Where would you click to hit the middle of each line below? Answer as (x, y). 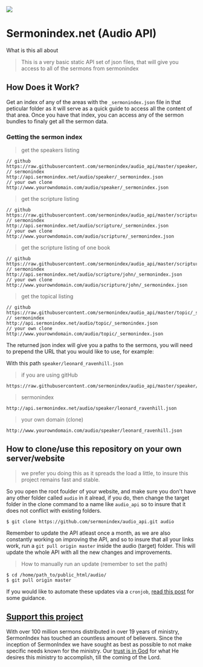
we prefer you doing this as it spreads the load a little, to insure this (105, 473)
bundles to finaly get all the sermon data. (57, 121)
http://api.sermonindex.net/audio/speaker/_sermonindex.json (85, 177)
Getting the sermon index (44, 137)
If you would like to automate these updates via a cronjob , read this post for (100, 591)
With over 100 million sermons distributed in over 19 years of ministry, (93, 631)
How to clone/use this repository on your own (94, 449)
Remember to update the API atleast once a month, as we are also (89, 533)
